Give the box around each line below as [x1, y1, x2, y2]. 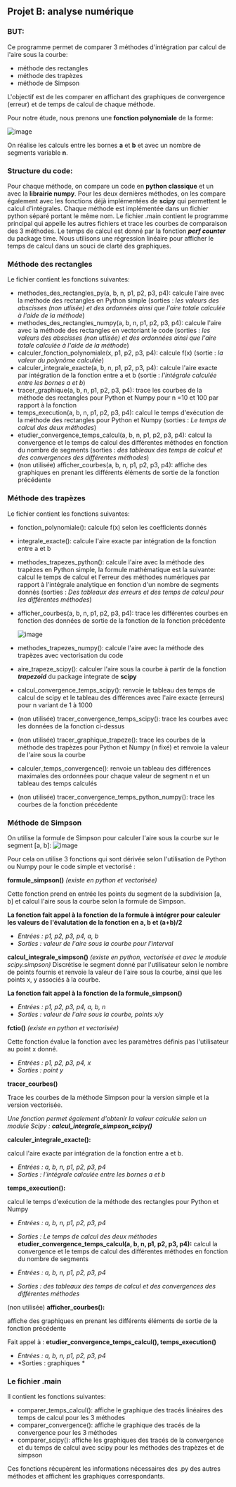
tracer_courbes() [7, 1080, 58, 1088]
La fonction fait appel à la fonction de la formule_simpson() [7, 989, 183, 997]
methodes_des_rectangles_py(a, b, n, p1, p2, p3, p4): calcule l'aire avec [17, 289, 225, 298]
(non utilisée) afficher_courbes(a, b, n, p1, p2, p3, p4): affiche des [17, 461, 207, 469]
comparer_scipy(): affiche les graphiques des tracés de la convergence [17, 1436, 225, 1445]
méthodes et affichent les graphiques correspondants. [7, 1472, 165, 1481]
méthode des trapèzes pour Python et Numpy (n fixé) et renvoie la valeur [17, 742, 229, 752]
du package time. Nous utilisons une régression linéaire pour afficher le [7, 234, 214, 242]
